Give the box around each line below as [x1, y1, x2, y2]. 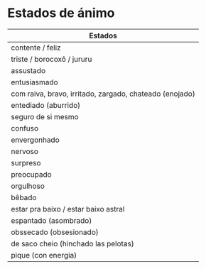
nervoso [11, 146, 39, 156]
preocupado [11, 169, 52, 179]
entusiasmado [11, 77, 58, 87]
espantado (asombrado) [11, 215, 92, 225]
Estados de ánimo [7, 5, 115, 21]
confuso [11, 123, 39, 133]
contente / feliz [11, 43, 62, 53]
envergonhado [11, 135, 60, 145]
